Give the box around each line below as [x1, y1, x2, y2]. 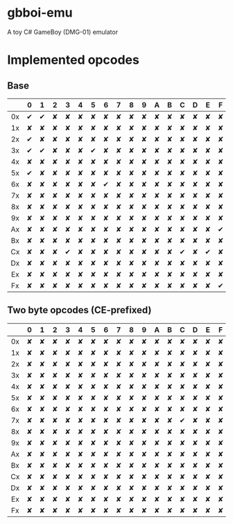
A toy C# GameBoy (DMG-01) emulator [7, 28, 119, 36]
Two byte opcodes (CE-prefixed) [7, 304, 152, 316]
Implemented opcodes [7, 52, 140, 68]
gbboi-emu [7, 5, 73, 21]
